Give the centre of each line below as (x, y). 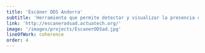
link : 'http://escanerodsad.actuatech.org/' (64, 23)
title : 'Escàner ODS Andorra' (45, 12)
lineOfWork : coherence (35, 35)
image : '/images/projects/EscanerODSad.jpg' (64, 29)
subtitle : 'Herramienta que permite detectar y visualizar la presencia (101, 18)
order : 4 (17, 40)
